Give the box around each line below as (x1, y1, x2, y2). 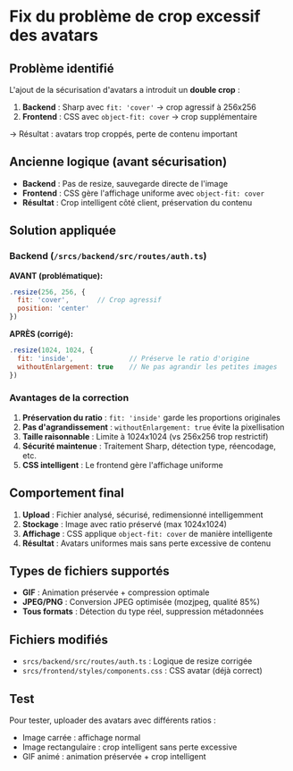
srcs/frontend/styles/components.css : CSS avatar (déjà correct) (21, 666, 264, 676)
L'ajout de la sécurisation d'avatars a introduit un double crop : (9, 85, 240, 95)
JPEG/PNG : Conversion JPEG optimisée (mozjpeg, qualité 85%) (21, 597, 261, 608)
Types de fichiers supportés (9, 564, 170, 578)
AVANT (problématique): (9, 270, 104, 281)
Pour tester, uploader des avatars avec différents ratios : (9, 715, 216, 725)
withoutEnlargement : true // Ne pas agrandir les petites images (17, 362, 278, 372)
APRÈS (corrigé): (9, 329, 74, 339)
